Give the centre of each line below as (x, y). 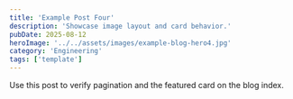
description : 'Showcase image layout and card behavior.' (120, 26)
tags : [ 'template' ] (46, 59)
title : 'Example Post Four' (62, 18)
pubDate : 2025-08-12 (48, 34)
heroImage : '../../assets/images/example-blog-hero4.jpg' (120, 43)
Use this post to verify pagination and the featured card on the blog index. (146, 85)
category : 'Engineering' (56, 51)
